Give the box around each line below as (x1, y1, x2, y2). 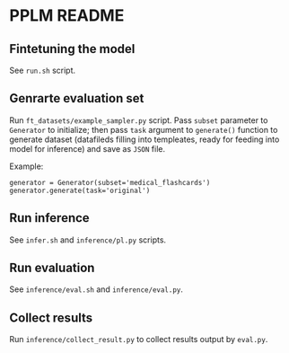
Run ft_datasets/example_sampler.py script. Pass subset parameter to (9, 114, 268, 126)
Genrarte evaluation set (9, 91, 144, 106)
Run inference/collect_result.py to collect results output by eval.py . (9, 334, 268, 345)
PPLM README (9, 5, 125, 26)
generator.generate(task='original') (9, 186, 151, 195)
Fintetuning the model (9, 41, 136, 57)
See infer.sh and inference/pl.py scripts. (9, 234, 167, 245)
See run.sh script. (9, 65, 76, 75)
